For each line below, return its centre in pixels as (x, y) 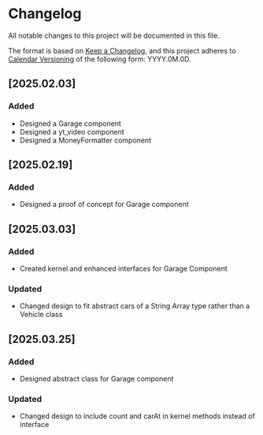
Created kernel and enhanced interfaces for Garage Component (123, 269)
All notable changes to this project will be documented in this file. (114, 35)
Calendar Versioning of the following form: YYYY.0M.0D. (100, 59)
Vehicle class (41, 315)
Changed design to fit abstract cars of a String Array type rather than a (135, 306)
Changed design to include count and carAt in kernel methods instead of (137, 416)
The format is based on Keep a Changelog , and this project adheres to (122, 50)
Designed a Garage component (70, 123)
